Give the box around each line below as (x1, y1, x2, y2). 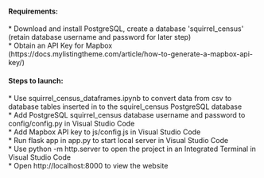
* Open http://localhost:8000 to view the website (8, 161, 169, 171)
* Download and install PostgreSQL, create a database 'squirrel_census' (8, 24, 244, 33)
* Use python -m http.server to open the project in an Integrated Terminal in (8, 144, 257, 154)
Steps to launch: (8, 75, 64, 85)
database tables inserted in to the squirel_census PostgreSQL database (8, 102, 243, 111)
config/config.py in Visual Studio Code (8, 119, 135, 129)
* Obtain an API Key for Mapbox (8, 41, 113, 51)
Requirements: (8, 6, 58, 16)
